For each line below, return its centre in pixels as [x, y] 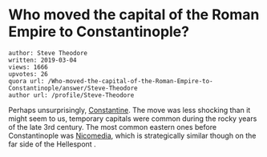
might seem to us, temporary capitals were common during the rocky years [133, 119]
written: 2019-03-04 [43, 60]
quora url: [26, 81]
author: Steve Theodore [48, 53]
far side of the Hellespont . [52, 144]
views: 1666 [28, 67]
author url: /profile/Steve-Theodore [71, 95]
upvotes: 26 [28, 74]
